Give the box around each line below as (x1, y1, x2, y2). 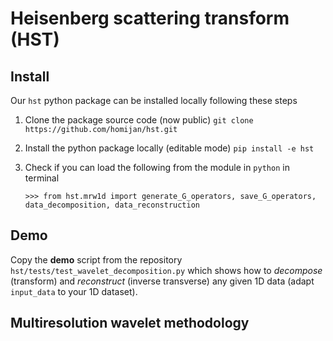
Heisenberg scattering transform (10, 7, 290, 30)
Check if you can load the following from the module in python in (24, 162, 290, 173)
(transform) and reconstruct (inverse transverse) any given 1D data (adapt (10, 275, 315, 287)
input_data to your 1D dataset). (10, 285, 138, 297)
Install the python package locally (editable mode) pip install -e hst (24, 142, 315, 154)
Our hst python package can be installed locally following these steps (10, 95, 298, 106)
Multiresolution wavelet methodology (10, 315, 250, 332)
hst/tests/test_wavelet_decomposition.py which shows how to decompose (10, 264, 323, 276)
